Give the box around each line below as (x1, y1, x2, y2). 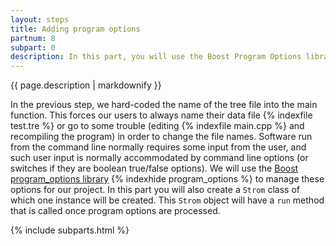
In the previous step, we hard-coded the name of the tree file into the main (10, 99, 318, 111)
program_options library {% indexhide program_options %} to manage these (10, 173, 325, 185)
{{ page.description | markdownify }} (10, 79, 162, 91)
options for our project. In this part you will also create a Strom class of (10, 184, 300, 196)
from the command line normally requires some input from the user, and (10, 141, 307, 153)
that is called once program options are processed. (10, 205, 221, 217)
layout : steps (10, 14, 70, 25)
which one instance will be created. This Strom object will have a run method (10, 194, 325, 206)
